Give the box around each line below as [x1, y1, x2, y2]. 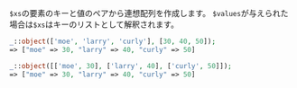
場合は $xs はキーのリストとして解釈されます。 [9, 19, 179, 30]
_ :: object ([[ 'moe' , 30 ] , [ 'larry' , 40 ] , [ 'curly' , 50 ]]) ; [9, 61, 232, 70]
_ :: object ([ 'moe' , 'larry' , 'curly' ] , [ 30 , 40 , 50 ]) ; [9, 37, 217, 46]
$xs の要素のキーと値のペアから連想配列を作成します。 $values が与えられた [9, 8, 289, 18]
